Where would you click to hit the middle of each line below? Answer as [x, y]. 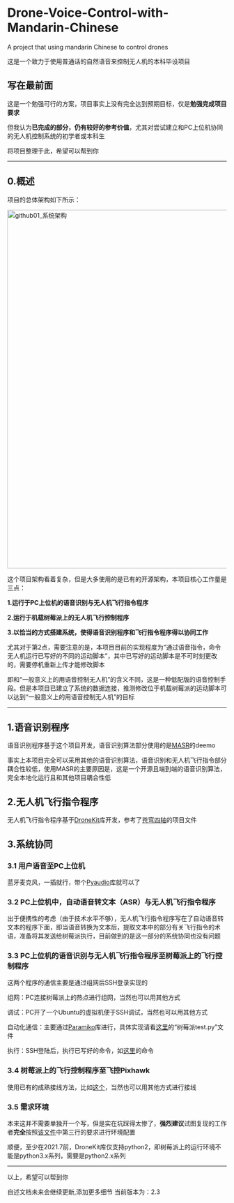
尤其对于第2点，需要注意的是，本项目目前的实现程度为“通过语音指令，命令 [114, 647]
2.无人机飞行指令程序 [53, 801]
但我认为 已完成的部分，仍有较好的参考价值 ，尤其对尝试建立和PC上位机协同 [115, 127]
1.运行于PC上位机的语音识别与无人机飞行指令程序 [78, 602]
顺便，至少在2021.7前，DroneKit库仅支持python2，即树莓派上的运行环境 [111, 1147]
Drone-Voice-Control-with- [88, 13]
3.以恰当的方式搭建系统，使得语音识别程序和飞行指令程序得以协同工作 [108, 632]
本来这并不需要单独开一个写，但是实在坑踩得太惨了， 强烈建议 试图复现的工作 [117, 1123]
